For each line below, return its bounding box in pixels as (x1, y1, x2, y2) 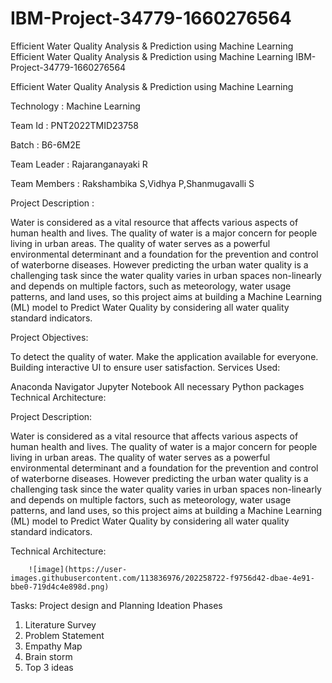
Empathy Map (24, 640, 83, 652)
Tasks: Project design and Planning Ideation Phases (10, 599, 223, 611)
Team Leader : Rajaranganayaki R (10, 158, 148, 170)
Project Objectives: (10, 331, 89, 343)
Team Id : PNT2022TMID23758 (10, 119, 140, 131)
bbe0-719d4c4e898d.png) (10, 582, 110, 592)
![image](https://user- (28, 564, 128, 574)
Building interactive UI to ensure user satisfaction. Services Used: (10, 361, 281, 373)
